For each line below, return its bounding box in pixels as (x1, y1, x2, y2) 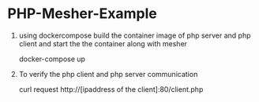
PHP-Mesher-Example (7, 5, 157, 23)
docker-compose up (18, 54, 86, 64)
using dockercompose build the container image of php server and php (18, 31, 251, 40)
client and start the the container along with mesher (18, 38, 187, 48)
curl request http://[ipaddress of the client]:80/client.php (18, 84, 204, 94)
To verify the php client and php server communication (18, 69, 198, 78)
